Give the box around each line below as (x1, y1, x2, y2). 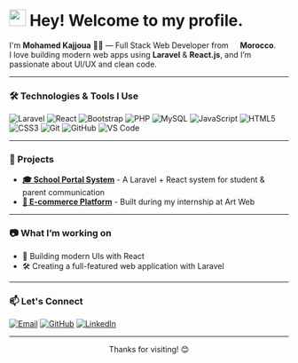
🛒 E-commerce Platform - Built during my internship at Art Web (21, 196, 255, 207)
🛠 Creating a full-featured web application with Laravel (21, 260, 224, 271)
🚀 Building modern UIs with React (21, 250, 145, 261)
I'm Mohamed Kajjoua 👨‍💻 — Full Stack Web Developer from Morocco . (9, 40, 277, 51)
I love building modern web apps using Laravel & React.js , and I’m (9, 49, 252, 59)
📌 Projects (9, 154, 55, 166)
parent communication (21, 186, 105, 197)
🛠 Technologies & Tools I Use (9, 90, 139, 102)
